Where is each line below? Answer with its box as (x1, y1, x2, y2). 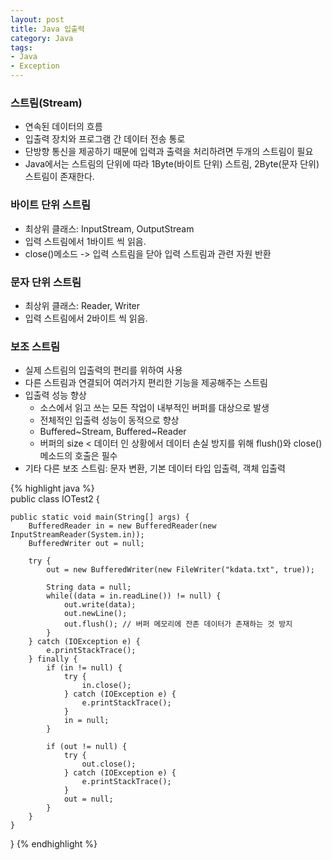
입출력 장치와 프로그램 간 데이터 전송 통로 (24, 133, 186, 145)
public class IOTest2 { (10, 493, 100, 505)
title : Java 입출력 (10, 24, 85, 34)
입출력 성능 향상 (24, 389, 87, 401)
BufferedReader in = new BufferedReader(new (28, 521, 217, 531)
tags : (10, 42, 33, 53)
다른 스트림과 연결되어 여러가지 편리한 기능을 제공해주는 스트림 (24, 377, 268, 389)
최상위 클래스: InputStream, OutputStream (24, 222, 195, 235)
